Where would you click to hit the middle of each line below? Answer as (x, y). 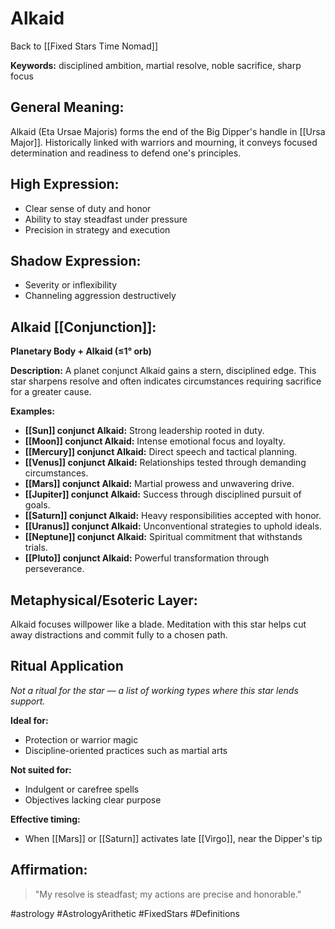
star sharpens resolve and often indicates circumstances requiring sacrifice (166, 381)
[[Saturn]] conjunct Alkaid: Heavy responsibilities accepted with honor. (173, 516)
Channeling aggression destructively (100, 296)
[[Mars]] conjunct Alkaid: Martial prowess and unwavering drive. (159, 484)
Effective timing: (45, 819)
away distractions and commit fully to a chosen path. (119, 635)
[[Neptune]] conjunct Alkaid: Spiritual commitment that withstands (163, 537)
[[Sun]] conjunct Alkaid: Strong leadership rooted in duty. (144, 431)
